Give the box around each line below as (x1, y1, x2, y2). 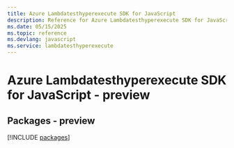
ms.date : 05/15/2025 (7, 23, 68, 30)
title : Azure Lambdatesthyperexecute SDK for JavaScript (7, 10, 176, 17)
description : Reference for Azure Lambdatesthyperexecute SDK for (7, 17, 204, 24)
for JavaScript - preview (7, 88, 150, 103)
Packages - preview (7, 115, 95, 126)
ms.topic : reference (7, 29, 68, 37)
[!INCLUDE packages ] (7, 133, 70, 141)
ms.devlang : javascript (7, 36, 77, 43)
